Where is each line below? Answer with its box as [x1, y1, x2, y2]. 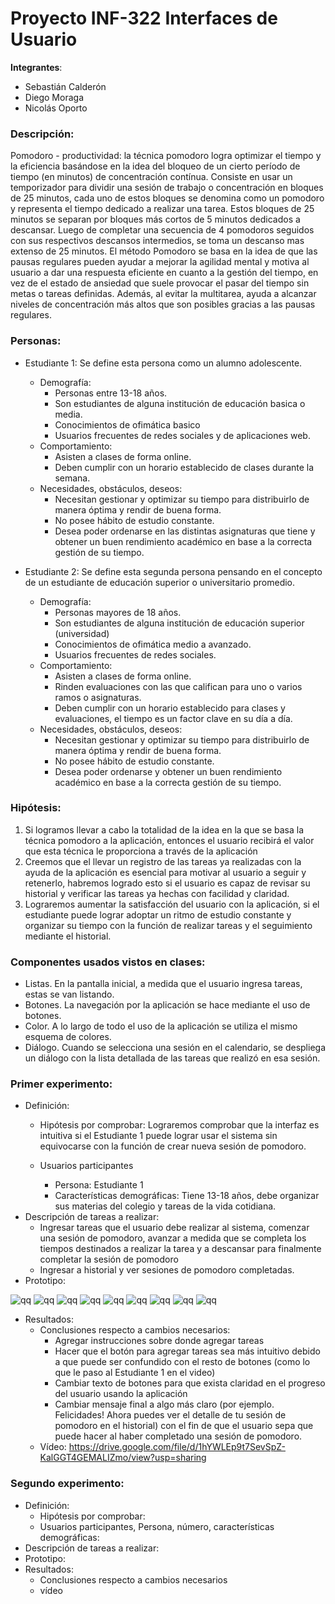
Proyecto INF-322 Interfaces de [10, 7, 278, 30]
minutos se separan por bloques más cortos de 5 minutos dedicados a [10, 213, 301, 226]
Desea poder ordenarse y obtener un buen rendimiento [54, 765, 283, 777]
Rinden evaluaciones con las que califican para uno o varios [54, 680, 303, 692]
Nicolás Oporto [24, 102, 88, 114]
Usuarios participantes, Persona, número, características [39, 1520, 275, 1532]
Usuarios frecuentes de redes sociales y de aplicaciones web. [54, 429, 311, 441]
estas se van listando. [24, 988, 115, 1001]
